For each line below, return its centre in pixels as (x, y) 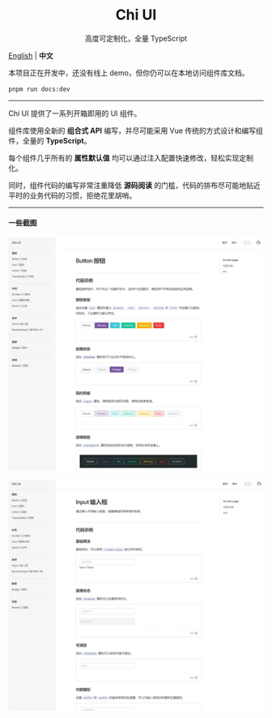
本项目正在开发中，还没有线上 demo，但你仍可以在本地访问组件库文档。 (129, 73)
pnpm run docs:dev (39, 89)
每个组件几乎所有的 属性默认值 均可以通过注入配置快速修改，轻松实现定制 (131, 158)
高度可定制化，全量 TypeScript (136, 38)
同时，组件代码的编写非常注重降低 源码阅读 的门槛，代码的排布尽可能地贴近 (134, 185)
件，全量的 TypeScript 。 (50, 140)
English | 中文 (31, 55)
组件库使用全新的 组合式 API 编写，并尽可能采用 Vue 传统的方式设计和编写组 (136, 130)
